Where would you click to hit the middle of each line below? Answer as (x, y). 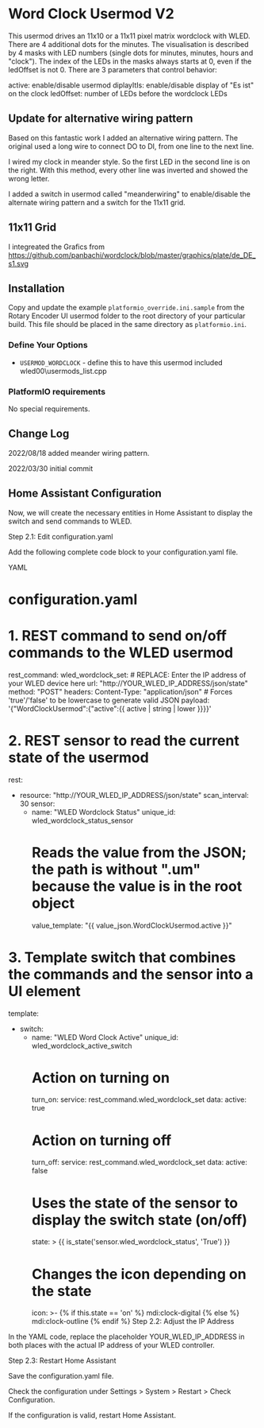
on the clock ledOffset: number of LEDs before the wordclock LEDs (118, 93)
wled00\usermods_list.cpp (63, 371)
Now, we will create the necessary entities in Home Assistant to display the (130, 512)
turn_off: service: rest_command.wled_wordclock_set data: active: (140, 1162)
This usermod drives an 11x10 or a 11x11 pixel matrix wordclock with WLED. (130, 36)
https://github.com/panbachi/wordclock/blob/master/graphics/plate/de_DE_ (132, 255)
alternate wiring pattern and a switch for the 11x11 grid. (97, 202)
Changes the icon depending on (139, 1274)
